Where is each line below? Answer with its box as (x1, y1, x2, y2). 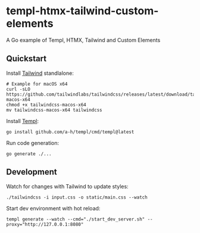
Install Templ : (6, 117, 39, 124)
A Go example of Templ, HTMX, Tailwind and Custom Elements (6, 36, 161, 43)
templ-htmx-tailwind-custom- (6, 4, 159, 18)
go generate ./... (6, 150, 52, 157)
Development (6, 167, 58, 177)
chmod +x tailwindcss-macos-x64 (6, 102, 86, 108)
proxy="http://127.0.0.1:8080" (6, 221, 84, 227)
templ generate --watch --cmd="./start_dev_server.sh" (6, 216, 145, 222)
